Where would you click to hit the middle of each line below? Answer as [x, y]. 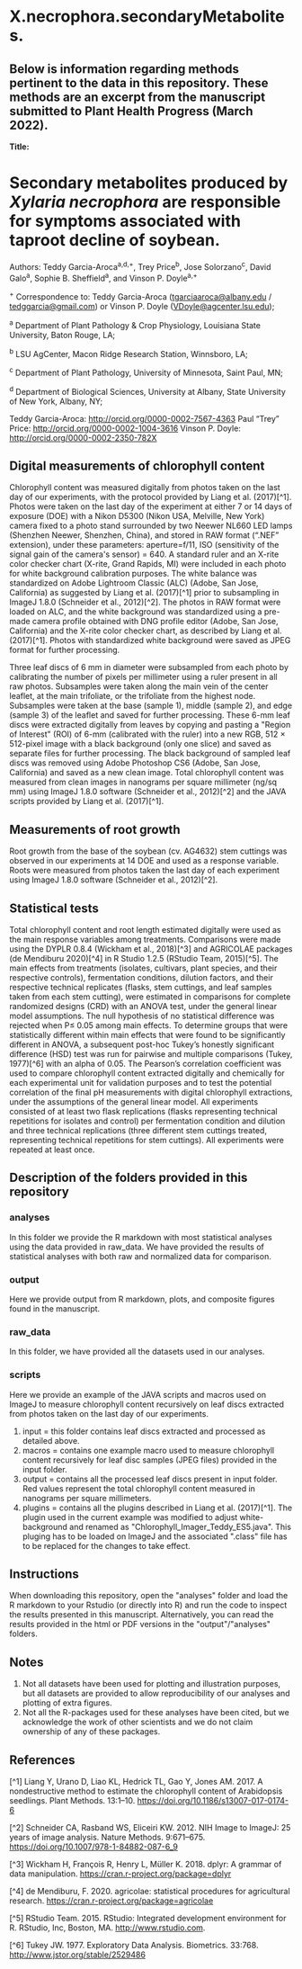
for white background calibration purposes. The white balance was [133, 574]
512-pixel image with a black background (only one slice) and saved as [140, 744]
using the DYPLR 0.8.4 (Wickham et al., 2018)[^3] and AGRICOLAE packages [151, 949]
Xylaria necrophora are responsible [145, 202]
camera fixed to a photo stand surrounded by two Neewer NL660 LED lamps [151, 526]
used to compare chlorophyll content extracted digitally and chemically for [147, 1073]
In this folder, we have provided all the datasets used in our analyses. [137, 1352]
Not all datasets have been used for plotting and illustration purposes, [151, 1684]
